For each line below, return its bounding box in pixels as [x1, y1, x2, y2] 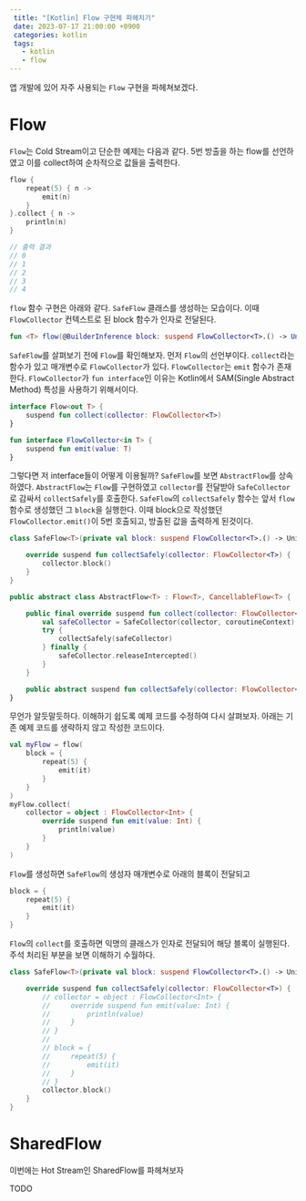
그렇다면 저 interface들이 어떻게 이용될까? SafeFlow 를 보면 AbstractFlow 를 [9, 471, 277, 481]
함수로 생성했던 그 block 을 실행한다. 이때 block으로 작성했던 [9, 504, 223, 515]
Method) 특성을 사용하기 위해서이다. [9, 384, 139, 395]
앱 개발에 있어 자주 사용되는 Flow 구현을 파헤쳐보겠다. [9, 82, 199, 92]
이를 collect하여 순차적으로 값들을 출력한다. [25, 157, 180, 168]
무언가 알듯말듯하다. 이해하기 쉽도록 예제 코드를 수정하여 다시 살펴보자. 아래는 [9, 710, 284, 721]
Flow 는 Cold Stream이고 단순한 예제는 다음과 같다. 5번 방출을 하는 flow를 [9, 145, 270, 156]
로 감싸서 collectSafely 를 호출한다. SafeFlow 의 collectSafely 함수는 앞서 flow [9, 493, 295, 504]
